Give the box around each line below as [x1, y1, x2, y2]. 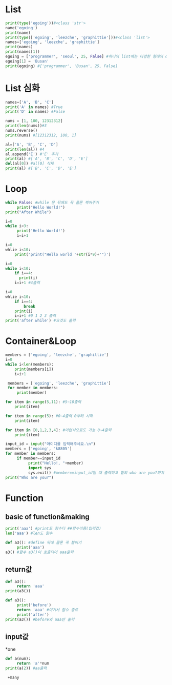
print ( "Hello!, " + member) [28, 460, 83, 466]
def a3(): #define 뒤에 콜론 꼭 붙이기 [5, 540, 82, 546]
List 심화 [5, 82, 40, 94]
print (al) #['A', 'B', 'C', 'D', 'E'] [5, 156, 88, 162]
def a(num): [5, 656, 31, 661]
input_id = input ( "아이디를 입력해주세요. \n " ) [5, 441, 96, 447]
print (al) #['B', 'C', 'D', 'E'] [5, 166, 77, 171]
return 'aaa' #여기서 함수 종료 [16, 607, 78, 612]
